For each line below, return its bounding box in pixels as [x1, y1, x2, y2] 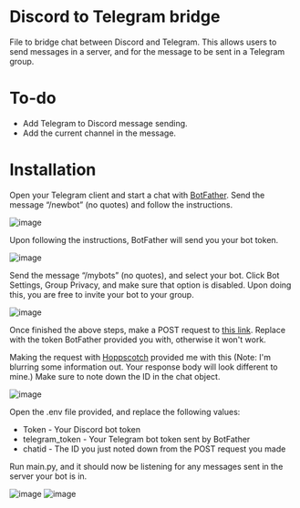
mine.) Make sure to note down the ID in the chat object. [9, 371, 221, 381]
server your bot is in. [9, 471, 88, 482]
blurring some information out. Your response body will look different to [9, 361, 278, 372]
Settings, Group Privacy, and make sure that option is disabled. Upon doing [9, 279, 292, 290]
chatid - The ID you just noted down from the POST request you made [22, 443, 286, 454]
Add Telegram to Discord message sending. [22, 117, 189, 128]
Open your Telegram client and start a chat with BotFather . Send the [9, 189, 265, 200]
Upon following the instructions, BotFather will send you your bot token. [9, 234, 279, 245]
